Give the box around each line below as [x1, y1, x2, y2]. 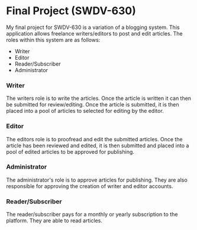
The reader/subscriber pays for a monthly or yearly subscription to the [6, 211, 178, 218]
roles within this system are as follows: [6, 36, 101, 43]
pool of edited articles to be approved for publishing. [6, 148, 135, 155]
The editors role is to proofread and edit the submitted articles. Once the [6, 135, 183, 142]
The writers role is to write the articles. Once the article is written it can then [6, 95, 191, 102]
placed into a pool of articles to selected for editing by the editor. [6, 108, 164, 115]
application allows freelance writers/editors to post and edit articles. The [6, 30, 183, 37]
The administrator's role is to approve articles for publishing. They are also [6, 176, 188, 183]
